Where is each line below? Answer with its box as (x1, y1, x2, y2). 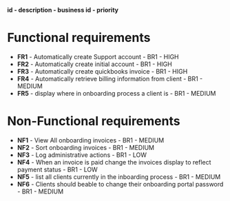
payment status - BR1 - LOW (17, 165, 98, 173)
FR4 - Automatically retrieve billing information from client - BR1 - (17, 74, 203, 83)
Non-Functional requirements (7, 114, 180, 129)
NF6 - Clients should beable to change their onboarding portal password (17, 180, 224, 188)
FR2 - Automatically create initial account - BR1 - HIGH (17, 60, 172, 68)
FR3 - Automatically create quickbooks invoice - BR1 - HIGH (17, 67, 188, 75)
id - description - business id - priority (7, 6, 119, 14)
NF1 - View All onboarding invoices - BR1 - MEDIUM (17, 136, 165, 144)
